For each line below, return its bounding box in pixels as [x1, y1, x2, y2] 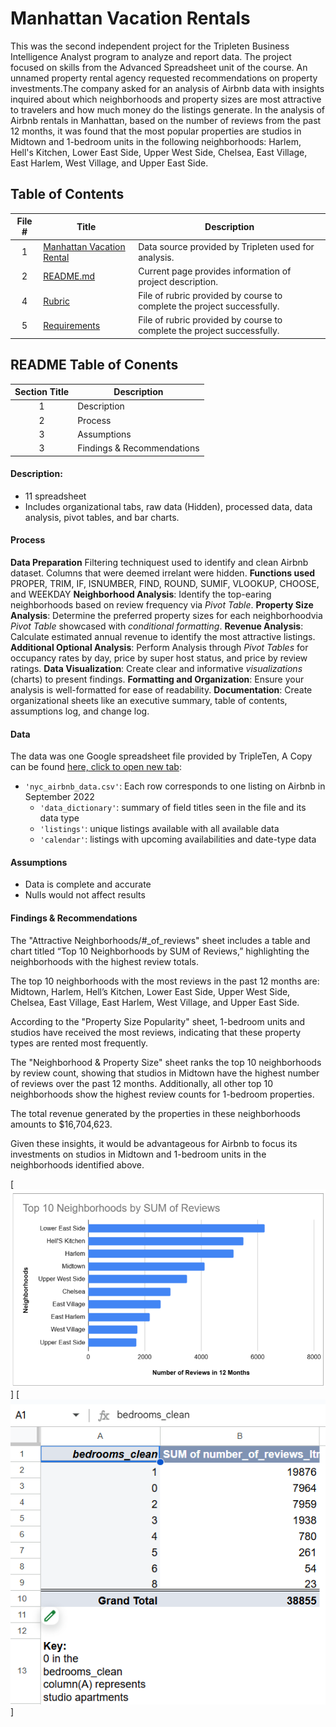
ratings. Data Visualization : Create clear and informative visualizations [10, 662, 303, 674]
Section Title [14, 386, 70, 398]
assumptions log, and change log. [10, 705, 150, 717]
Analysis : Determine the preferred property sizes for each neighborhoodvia [10, 609, 323, 621]
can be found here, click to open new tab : [10, 761, 182, 773]
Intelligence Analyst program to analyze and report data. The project [10, 50, 292, 62]
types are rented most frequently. [10, 1037, 148, 1049]
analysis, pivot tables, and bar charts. [24, 511, 180, 523]
